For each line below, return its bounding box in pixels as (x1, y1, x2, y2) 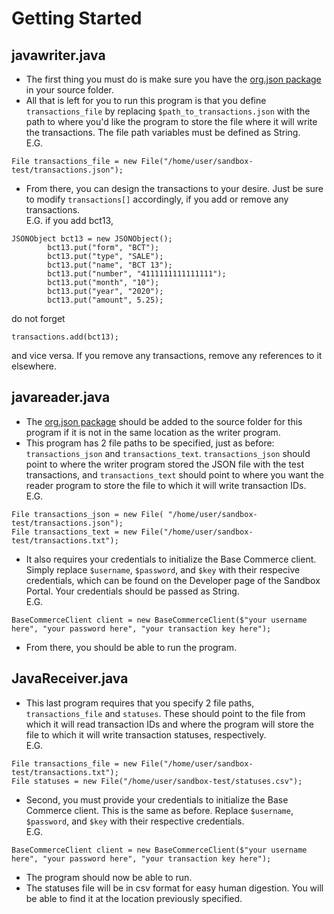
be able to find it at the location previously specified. (25, 892, 243, 904)
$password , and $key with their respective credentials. (25, 815, 245, 827)
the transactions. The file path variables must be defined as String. (25, 127, 301, 138)
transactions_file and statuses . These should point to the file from (25, 707, 306, 719)
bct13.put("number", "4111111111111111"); (47, 269, 227, 279)
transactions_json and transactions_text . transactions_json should (25, 447, 311, 459)
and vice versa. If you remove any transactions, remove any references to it (11, 350, 323, 361)
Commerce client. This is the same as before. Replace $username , (25, 804, 294, 816)
